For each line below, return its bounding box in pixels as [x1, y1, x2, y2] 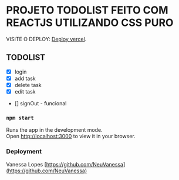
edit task [14, 88, 36, 95]
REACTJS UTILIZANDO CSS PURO [6, 16, 174, 29]
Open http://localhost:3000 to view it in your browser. [6, 133, 136, 140]
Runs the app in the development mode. [6, 126, 103, 134]
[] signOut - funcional [14, 100, 67, 106]
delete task [14, 81, 42, 88]
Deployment [6, 148, 42, 156]
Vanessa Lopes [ [6, 161, 47, 168]
